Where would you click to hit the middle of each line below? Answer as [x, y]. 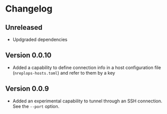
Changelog [29, 9]
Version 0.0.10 [28, 55]
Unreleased [24, 27]
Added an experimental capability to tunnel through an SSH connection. [88, 101]
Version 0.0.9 [27, 89]
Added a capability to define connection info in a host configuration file [87, 67]
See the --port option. [36, 106]
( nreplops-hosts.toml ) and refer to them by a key [64, 73]
